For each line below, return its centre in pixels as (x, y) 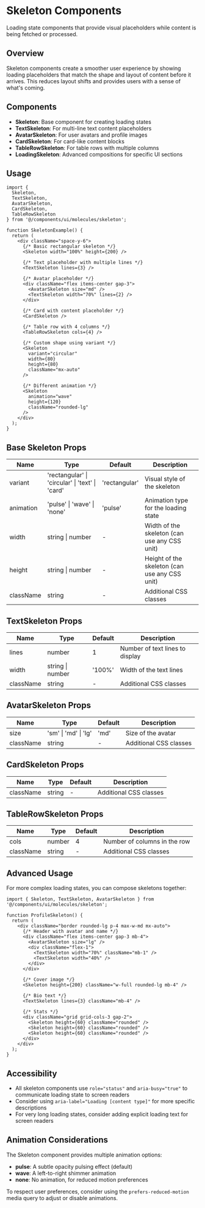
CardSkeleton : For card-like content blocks (70, 141)
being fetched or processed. (42, 34)
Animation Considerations (57, 1140)
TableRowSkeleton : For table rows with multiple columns (87, 148)
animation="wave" (50, 397)
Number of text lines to (153, 648)
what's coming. (26, 88)
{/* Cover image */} (49, 980)
